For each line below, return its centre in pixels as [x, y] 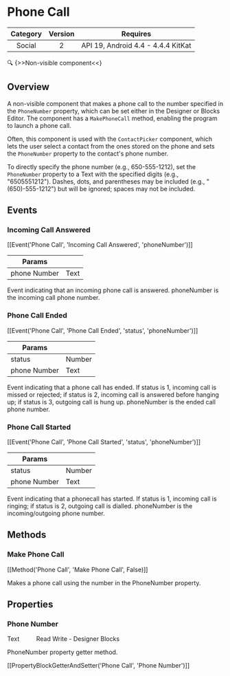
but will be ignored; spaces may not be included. [126, 188]
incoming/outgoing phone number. [56, 514]
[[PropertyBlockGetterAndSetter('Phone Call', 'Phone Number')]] [99, 666]
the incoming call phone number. [54, 298]
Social [26, 45]
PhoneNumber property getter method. [62, 652]
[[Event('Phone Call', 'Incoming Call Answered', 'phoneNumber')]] [100, 245]
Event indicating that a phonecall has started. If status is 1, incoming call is [112, 499]
